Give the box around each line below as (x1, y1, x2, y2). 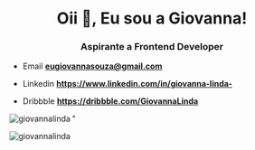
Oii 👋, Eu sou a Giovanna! (56, 8, 248, 29)
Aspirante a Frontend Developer (80, 41, 224, 53)
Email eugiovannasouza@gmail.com (22, 61, 163, 71)
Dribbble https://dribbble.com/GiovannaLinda (22, 96, 199, 107)
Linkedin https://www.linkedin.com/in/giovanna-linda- (22, 79, 233, 89)
